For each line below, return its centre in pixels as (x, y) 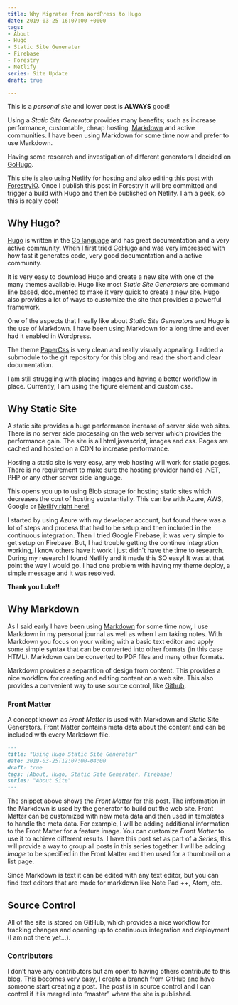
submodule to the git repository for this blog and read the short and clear (114, 357)
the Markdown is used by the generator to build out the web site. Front (110, 809)
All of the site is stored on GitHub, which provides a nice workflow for (109, 922)
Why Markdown (43, 609)
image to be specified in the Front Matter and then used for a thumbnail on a (119, 854)
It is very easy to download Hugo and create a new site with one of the (111, 277)
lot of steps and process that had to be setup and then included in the (109, 528)
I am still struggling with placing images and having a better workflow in (112, 379)
